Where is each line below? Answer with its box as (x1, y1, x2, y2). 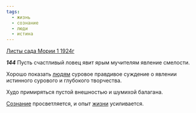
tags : (6, 8, 20, 15)
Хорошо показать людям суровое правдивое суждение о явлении (6, 71, 177, 78)
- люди (11, 25, 28, 32)
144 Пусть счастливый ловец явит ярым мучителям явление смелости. (6, 59, 190, 66)
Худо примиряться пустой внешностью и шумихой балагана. (6, 88, 164, 96)
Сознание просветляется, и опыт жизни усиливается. (6, 100, 144, 108)
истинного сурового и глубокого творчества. (6, 77, 122, 84)
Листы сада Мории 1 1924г (6, 47, 75, 54)
